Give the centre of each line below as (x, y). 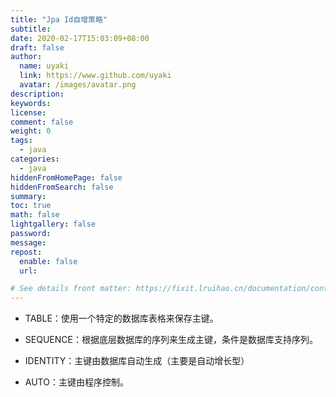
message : (28, 242)
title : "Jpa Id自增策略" (59, 19)
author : (26, 57)
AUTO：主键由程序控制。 (76, 382)
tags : (21, 141)
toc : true (31, 206)
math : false (35, 215)
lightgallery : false (53, 224)
